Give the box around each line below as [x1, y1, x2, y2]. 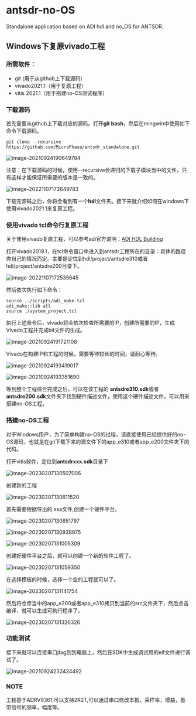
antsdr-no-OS [6, 4, 75, 17]
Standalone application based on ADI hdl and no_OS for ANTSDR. [6, 23, 164, 30]
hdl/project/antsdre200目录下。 [6, 262, 83, 270]
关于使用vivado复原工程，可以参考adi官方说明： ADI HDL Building [6, 236, 163, 243]
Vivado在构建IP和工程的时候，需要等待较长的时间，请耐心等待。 [6, 350, 161, 357]
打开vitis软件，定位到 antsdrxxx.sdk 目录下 [6, 458, 108, 465]
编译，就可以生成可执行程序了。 [6, 607, 83, 614]
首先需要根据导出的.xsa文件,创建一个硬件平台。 [6, 505, 120, 513]
